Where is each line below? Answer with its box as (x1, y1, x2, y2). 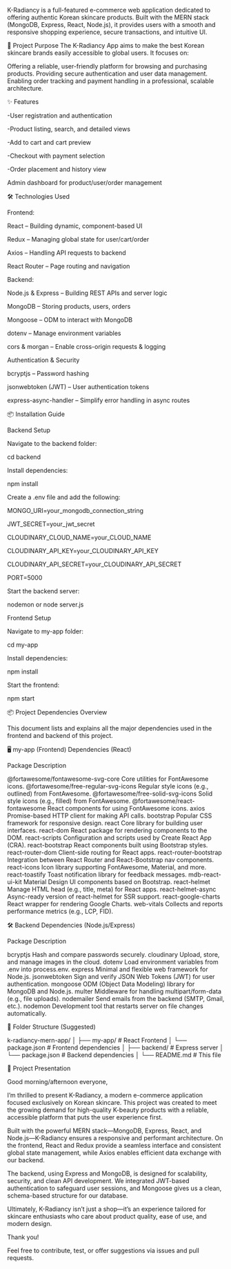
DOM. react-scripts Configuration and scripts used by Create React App (7, 834, 212, 842)
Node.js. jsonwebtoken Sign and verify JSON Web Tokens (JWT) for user (7, 973, 215, 980)
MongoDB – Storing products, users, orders (7, 303, 131, 310)
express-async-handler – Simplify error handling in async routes (7, 396, 190, 404)
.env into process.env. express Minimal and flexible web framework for (7, 965, 208, 973)
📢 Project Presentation (7, 1064, 71, 1072)
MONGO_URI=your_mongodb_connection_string (7, 507, 143, 514)
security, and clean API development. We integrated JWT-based (7, 1177, 190, 1185)
